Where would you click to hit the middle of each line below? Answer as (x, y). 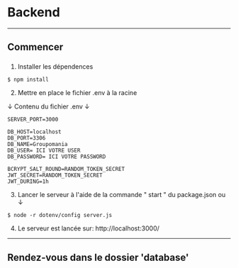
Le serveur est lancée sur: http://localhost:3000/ (89, 228)
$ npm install (28, 80)
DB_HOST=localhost (34, 132)
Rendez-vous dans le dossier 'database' (98, 257)
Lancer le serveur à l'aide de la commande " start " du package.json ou (121, 195)
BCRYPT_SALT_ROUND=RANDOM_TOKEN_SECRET (66, 169)
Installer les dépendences (55, 67)
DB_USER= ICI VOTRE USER (44, 151)
